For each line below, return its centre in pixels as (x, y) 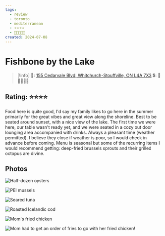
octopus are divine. (25, 153)
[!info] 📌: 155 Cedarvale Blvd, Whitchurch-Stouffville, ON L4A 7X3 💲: (87, 75)
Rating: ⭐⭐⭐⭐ (27, 97)
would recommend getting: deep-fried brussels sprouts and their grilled (78, 148)
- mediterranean (26, 23)
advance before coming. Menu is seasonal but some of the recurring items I (82, 143)
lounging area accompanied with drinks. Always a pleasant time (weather (80, 132)
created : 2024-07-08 (27, 38)
